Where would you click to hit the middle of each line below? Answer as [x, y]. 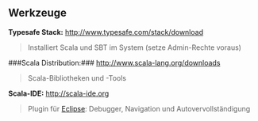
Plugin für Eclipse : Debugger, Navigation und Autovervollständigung [139, 108]
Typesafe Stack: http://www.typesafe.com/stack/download [106, 32]
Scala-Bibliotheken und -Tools [77, 78]
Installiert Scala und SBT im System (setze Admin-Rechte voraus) [135, 47]
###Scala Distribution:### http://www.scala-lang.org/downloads [114, 62]
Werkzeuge [38, 13]
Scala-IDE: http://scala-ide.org [59, 93]
